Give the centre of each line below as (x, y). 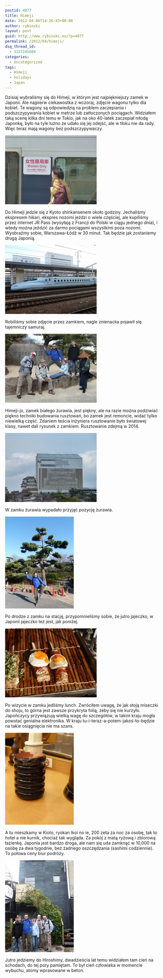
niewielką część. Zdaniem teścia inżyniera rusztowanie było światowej (76, 421)
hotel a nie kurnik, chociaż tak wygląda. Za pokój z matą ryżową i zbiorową (81, 837)
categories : (17, 57)
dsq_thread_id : (20, 47)
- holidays (20, 78)
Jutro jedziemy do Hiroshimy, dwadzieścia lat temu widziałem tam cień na (79, 960)
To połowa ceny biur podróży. (35, 853)
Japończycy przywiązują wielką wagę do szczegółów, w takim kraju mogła (80, 715)
